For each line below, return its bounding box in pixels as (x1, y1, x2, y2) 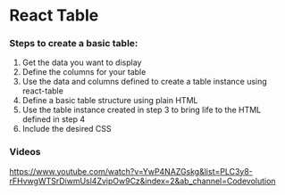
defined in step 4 (21, 114, 86, 125)
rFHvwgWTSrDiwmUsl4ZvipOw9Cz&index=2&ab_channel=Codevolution (9, 175, 276, 186)
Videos (9, 146, 41, 158)
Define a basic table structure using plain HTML (21, 95, 198, 106)
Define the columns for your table (21, 67, 147, 77)
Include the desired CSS (21, 124, 112, 134)
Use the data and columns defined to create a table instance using (21, 77, 268, 87)
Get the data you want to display (21, 57, 142, 68)
